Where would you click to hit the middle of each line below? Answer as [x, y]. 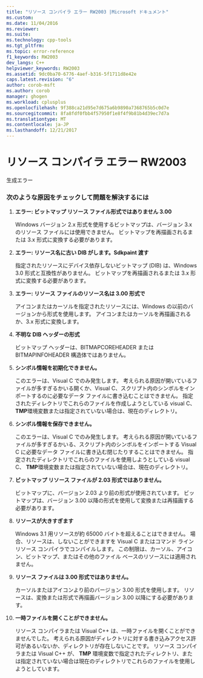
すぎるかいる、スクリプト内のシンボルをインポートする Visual [119, 445]
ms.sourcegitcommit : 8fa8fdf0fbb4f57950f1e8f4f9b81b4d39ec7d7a [88, 113]
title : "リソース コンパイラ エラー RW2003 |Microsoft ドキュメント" [88, 12]
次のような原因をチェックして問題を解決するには [78, 197]
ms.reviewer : [23, 29]
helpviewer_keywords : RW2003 [43, 68]
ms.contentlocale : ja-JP [38, 125]
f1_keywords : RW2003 [32, 57]
